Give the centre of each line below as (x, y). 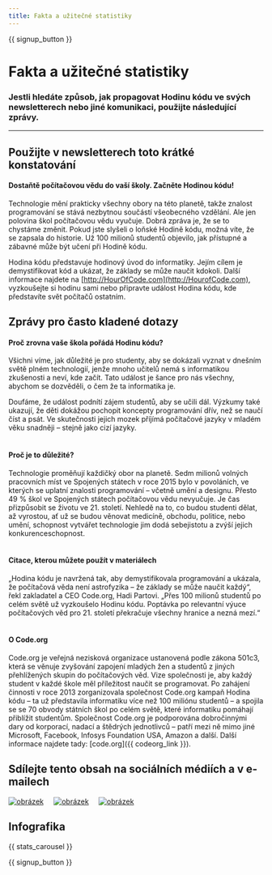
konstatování (42, 165)
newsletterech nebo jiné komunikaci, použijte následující (123, 107)
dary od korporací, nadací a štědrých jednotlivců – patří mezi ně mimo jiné (132, 726)
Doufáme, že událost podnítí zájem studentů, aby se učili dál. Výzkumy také (134, 402)
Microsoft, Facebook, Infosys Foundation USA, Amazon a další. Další (123, 735)
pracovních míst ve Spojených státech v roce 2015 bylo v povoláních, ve (129, 482)
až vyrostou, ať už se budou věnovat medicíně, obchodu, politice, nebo (127, 516)
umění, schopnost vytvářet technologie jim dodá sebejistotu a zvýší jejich (131, 525)
